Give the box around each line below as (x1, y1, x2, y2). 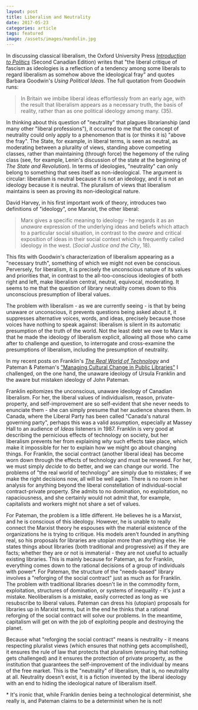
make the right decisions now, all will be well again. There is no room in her (6, 475, 188, 482)
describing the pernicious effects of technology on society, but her (6, 431, 169, 438)
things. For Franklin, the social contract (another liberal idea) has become (6, 450, 184, 457)
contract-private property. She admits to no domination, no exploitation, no (6, 488, 188, 495)
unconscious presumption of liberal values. (6, 291, 111, 298)
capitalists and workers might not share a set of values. (6, 500, 140, 507)
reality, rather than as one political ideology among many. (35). (20, 107, 173, 114)
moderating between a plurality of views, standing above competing (6, 144, 172, 151)
